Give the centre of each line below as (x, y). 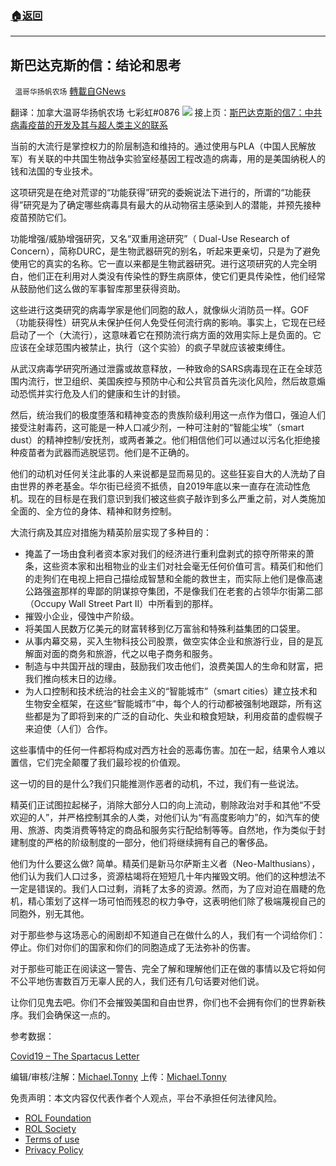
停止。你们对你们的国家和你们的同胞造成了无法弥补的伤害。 (133, 948)
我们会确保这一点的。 (71, 1015)
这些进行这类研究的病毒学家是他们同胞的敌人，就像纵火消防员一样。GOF (160, 310)
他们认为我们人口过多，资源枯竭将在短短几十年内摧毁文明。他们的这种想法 (163, 876)
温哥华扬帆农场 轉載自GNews (70, 91)
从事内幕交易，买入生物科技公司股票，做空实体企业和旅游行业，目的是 (169, 641)
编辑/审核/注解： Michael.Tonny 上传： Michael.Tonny (118, 1077)
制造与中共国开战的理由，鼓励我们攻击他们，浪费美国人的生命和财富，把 (173, 666)
